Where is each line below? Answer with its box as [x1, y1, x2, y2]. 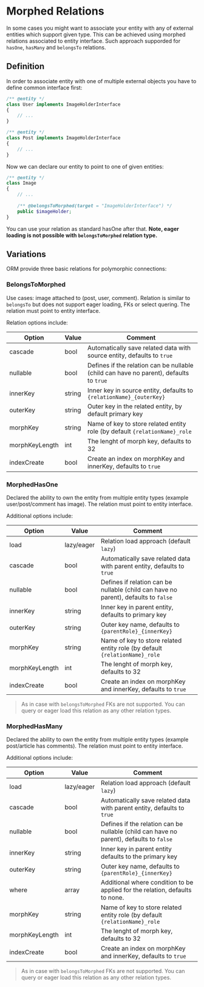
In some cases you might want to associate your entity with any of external [6, 24, 194, 32]
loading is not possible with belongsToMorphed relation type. [6, 231, 158, 239]
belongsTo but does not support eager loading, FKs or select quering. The [6, 301, 190, 308]
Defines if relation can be [100, 578, 172, 586]
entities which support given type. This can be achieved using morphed [6, 30, 186, 38]
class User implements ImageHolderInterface [6, 101, 121, 108]
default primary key [87, 409, 143, 418]
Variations [6, 249, 47, 259]
